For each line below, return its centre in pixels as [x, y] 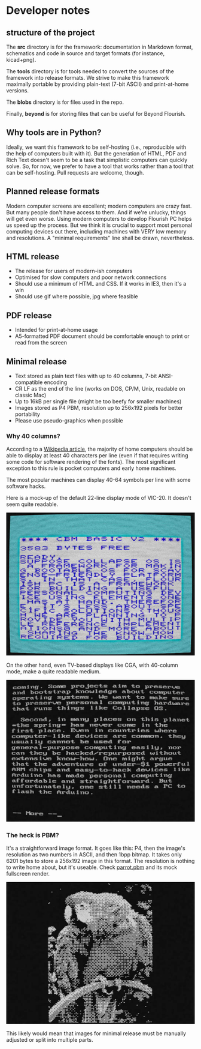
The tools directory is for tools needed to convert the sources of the [90, 71]
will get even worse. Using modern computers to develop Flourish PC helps [99, 218]
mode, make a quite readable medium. [54, 671]
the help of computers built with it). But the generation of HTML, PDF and [96, 153]
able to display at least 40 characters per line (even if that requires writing [97, 455]
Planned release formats [53, 192]
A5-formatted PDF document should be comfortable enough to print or [102, 336]
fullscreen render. [28, 873]
